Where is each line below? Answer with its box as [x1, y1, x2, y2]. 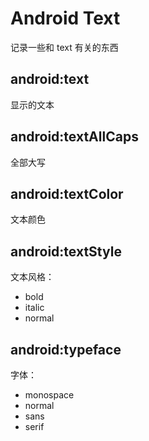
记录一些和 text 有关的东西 [10, 41, 119, 53]
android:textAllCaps [10, 128, 139, 146]
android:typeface [10, 341, 122, 358]
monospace [24, 389, 75, 401]
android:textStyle [10, 243, 122, 260]
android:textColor [10, 185, 124, 202]
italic [24, 302, 45, 314]
